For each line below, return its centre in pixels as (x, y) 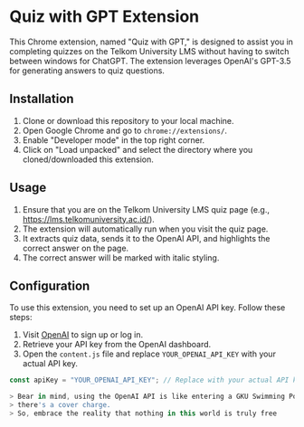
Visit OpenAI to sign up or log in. (82, 335)
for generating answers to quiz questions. (87, 71)
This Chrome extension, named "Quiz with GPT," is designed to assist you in (152, 42)
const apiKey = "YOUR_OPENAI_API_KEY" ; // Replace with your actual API (149, 380)
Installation (42, 99)
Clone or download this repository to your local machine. (128, 120)
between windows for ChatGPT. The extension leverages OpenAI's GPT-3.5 (150, 61)
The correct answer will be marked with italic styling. (121, 257)
